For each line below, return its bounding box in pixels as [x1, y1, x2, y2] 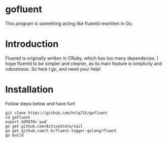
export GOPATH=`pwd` [5, 119, 49, 124]
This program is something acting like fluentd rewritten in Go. [5, 20, 133, 26]
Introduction [5, 38, 59, 50]
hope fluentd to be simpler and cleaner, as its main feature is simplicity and [5, 60, 162, 67]
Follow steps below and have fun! [5, 100, 76, 106]
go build [5, 132, 24, 138]
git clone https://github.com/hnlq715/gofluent [5, 110, 108, 116]
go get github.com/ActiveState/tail [5, 124, 83, 129]
